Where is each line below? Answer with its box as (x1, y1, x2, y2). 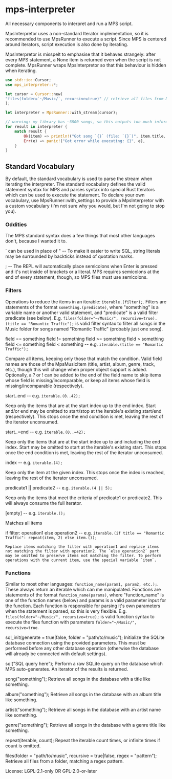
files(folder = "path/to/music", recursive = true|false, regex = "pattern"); (5, 753, 157, 759)
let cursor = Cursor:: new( (5, 91, 63, 97)
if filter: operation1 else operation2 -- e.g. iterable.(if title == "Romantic (5, 529, 165, 536)
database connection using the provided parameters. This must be (5, 640, 146, 646)
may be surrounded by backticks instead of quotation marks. (5, 253, 134, 259)
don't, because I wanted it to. (5, 238, 67, 244)
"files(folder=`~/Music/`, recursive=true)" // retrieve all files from (5, 96, 164, 101)
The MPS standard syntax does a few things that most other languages (5, 233, 155, 239)
